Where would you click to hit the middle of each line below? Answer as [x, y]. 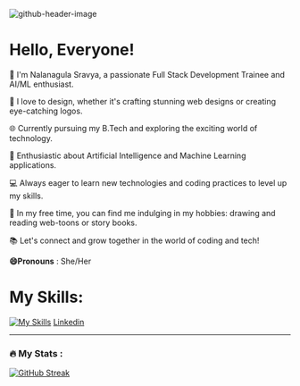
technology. [31, 138]
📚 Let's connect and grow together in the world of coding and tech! [134, 240]
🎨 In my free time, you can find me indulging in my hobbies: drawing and [142, 213]
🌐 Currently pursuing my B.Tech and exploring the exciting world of [133, 128]
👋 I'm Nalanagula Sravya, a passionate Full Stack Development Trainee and [147, 74]
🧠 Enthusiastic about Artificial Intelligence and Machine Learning [128, 155]
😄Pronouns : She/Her [50, 261]
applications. [33, 164]
